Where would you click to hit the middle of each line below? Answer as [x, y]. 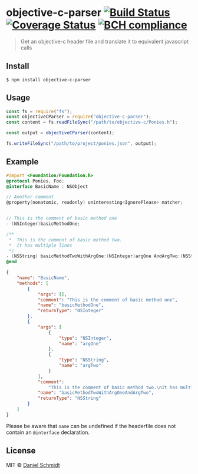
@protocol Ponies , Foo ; [35, 181]
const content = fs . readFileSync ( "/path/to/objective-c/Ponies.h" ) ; [92, 122]
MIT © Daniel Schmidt [33, 465]
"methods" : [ [33, 283]
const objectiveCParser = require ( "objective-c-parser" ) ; [79, 117]
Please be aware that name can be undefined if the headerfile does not [91, 426]
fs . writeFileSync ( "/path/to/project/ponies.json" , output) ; [82, 144]
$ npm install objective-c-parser [49, 79]
